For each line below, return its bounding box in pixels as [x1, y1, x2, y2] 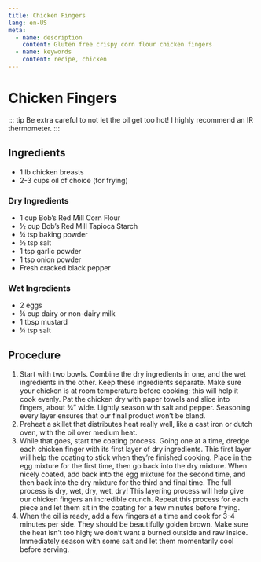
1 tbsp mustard [19, 318, 68, 327]
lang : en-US [8, 19, 47, 27]
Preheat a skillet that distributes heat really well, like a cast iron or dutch [19, 420, 253, 429]
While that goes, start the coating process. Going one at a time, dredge [19, 436, 250, 446]
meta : [8, 26, 26, 34]
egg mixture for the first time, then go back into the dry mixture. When [19, 461, 248, 471]
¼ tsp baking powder [19, 230, 88, 239]
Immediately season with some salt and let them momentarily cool [19, 536, 234, 546]
